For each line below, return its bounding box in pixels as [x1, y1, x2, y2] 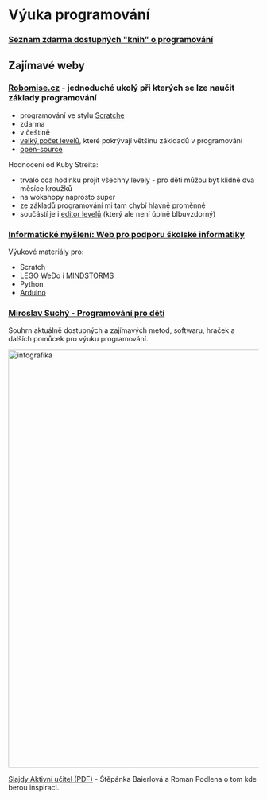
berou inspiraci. [8, 782, 60, 793]
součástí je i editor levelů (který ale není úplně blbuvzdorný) [19, 209, 216, 218]
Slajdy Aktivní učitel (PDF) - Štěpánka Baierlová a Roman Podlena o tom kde [8, 775, 257, 784]
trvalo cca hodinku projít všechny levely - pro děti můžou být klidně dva [19, 175, 255, 185]
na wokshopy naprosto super [19, 192, 116, 201]
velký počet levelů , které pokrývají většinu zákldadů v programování [19, 135, 243, 145]
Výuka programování [8, 6, 150, 24]
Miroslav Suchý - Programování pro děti [8, 308, 165, 319]
